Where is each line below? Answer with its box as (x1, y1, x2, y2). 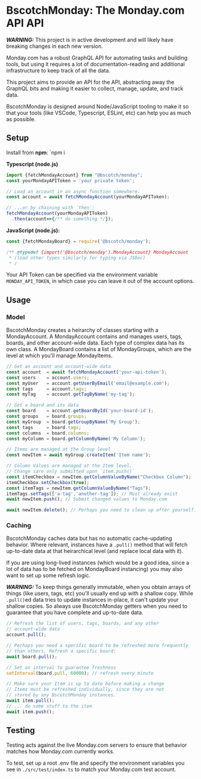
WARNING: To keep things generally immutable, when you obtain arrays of (6, 584, 191, 591)
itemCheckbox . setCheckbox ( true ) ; (6, 479, 90, 485)
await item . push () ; (6, 708, 55, 715)
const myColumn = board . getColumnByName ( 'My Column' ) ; (6, 436, 146, 442)
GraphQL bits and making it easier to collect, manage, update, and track (6, 84, 184, 92)
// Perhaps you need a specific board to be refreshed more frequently (6, 642, 188, 649)
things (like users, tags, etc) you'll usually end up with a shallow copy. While (6, 590, 193, 597)
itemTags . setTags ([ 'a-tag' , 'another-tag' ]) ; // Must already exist (6, 491, 178, 497)
